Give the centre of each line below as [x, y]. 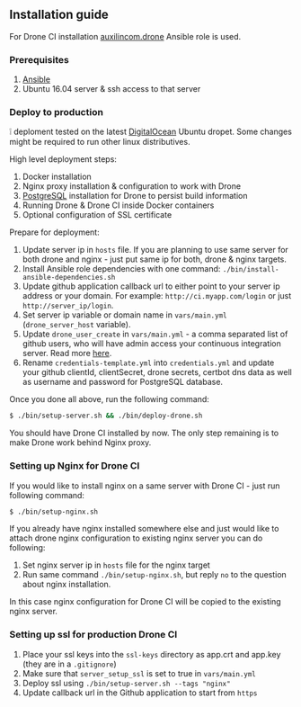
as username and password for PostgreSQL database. [122, 382]
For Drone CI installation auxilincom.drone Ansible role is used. [125, 36]
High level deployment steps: [63, 159]
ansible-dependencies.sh [69, 278]
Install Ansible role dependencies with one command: [121, 269]
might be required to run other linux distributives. [100, 142]
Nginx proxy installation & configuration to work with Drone [131, 186]
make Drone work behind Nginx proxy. [80, 443]
